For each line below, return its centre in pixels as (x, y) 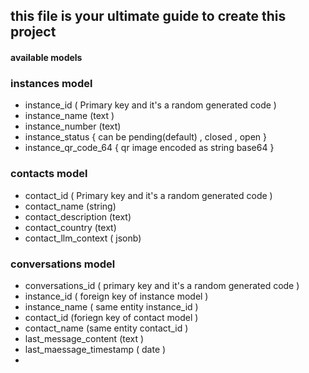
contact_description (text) (78, 216)
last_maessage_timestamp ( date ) (95, 349)
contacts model (49, 174)
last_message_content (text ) (84, 338)
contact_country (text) (70, 227)
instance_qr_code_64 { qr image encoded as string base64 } (149, 148)
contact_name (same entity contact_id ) (106, 328)
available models (46, 57)
